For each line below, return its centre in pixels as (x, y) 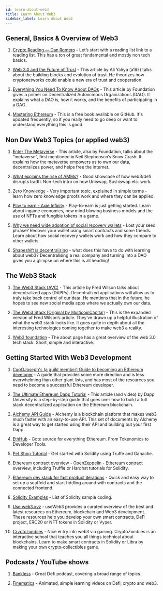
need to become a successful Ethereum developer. (63, 385)
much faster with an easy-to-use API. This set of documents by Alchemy (85, 419)
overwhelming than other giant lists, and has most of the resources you (83, 380)
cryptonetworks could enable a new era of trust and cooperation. (77, 80)
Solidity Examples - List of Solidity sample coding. (62, 497)
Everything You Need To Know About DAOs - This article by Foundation (84, 89)
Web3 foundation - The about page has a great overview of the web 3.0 (84, 337)
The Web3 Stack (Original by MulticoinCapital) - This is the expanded (82, 312)
